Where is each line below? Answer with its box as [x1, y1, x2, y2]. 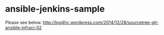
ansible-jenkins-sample [5, 3, 105, 15]
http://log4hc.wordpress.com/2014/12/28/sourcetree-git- [42, 19, 159, 25]
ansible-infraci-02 [5, 24, 42, 30]
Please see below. [5, 19, 42, 25]
